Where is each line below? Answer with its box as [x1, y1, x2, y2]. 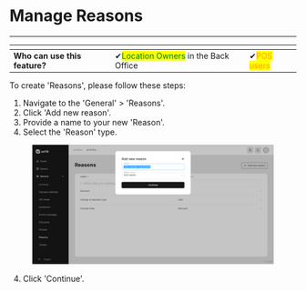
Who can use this [13, 50, 82, 61]
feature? [13, 60, 47, 71]
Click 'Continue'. [22, 273, 85, 284]
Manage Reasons [9, 5, 144, 26]
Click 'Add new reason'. [22, 107, 112, 118]
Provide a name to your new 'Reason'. [22, 117, 166, 128]
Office [115, 60, 138, 71]
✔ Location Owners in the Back [115, 50, 229, 61]
